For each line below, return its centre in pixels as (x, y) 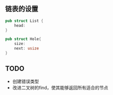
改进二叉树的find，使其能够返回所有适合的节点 (60, 87)
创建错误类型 (25, 81)
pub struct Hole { (23, 39)
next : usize (26, 48)
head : (20, 25)
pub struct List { (24, 21)
